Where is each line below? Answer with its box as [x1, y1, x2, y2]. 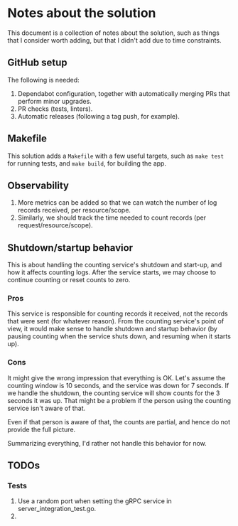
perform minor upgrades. [17, 97, 92, 105]
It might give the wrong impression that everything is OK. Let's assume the [7, 373, 226, 382]
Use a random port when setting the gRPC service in [17, 497, 172, 505]
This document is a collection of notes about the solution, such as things [7, 28, 220, 37]
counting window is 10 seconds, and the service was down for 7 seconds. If [7, 381, 229, 390]
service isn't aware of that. [7, 404, 86, 412]
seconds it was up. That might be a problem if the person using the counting [7, 396, 232, 404]
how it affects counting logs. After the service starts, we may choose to [7, 268, 217, 277]
